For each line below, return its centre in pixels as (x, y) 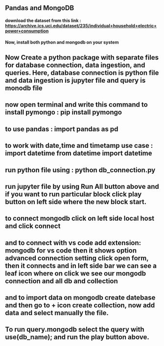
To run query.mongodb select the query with (75, 330)
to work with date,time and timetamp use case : (79, 146)
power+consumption (27, 31)
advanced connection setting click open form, (77, 258)
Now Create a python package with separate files (82, 58)
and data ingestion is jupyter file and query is (75, 80)
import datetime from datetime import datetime (79, 153)
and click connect (33, 226)
